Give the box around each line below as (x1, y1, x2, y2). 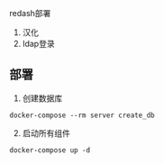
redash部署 (9, 8, 51, 18)
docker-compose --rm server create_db (9, 111, 155, 120)
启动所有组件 (22, 127, 70, 138)
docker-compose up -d (9, 145, 91, 155)
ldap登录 (22, 39, 56, 49)
